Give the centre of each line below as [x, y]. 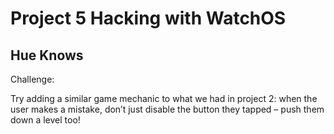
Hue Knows [47, 55]
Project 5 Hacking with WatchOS [148, 18]
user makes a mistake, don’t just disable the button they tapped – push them [167, 109]
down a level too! [45, 120]
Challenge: [32, 79]
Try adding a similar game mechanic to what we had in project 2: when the [164, 98]
